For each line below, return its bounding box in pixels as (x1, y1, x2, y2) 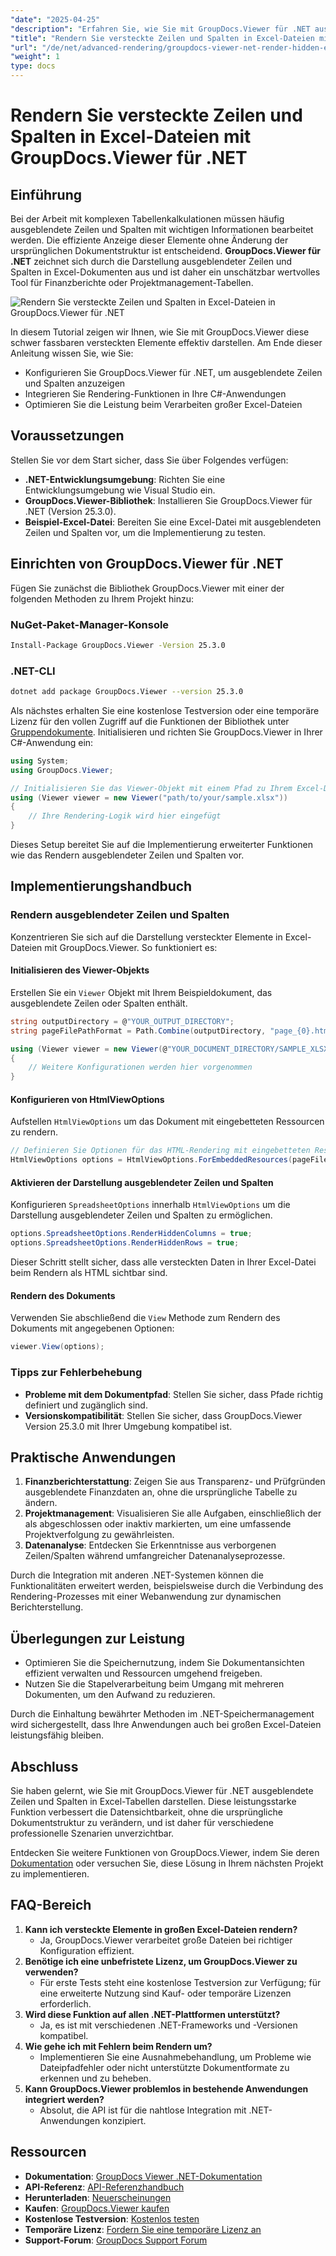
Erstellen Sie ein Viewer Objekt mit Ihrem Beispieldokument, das (10, 986, 273, 998)
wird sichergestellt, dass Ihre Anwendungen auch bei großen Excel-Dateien (10, 1719, 322, 1731)
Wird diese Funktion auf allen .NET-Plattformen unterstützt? (24, 2008, 281, 2020)
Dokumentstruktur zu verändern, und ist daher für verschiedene (10, 1816, 274, 1828)
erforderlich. (39, 1997, 92, 2010)
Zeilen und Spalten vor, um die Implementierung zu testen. (24, 526, 267, 538)
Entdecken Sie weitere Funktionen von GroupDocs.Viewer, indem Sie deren (10, 1846, 320, 1858)
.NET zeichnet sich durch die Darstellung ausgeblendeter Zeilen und (10, 256, 293, 267)
